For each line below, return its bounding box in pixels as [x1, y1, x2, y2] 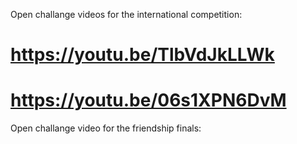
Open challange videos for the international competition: [10, 9, 243, 20]
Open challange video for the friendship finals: [10, 122, 202, 134]
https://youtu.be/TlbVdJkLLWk [10, 44, 275, 66]
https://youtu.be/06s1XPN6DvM [10, 89, 287, 112]
